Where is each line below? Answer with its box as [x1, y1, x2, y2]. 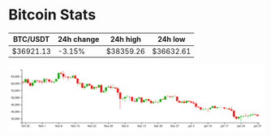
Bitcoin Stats [8, 6, 97, 24]
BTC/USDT [13, 35, 50, 44]
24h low [157, 35, 186, 44]
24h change [58, 35, 100, 44]
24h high [110, 35, 142, 44]
